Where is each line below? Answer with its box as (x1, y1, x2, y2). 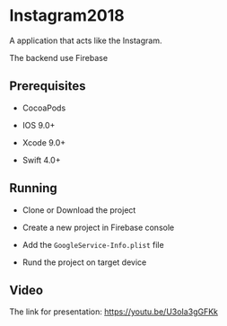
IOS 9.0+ (22, 119, 56, 130)
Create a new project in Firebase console (22, 222, 175, 233)
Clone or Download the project (22, 204, 136, 216)
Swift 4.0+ (22, 154, 61, 165)
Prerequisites (9, 78, 86, 94)
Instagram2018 (9, 5, 125, 26)
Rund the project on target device (22, 257, 147, 268)
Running (9, 181, 58, 196)
